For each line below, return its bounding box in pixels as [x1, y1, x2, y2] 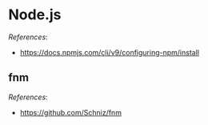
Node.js [8, 6, 62, 24]
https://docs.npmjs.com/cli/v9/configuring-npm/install [19, 47, 200, 57]
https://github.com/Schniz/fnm [19, 107, 122, 117]
